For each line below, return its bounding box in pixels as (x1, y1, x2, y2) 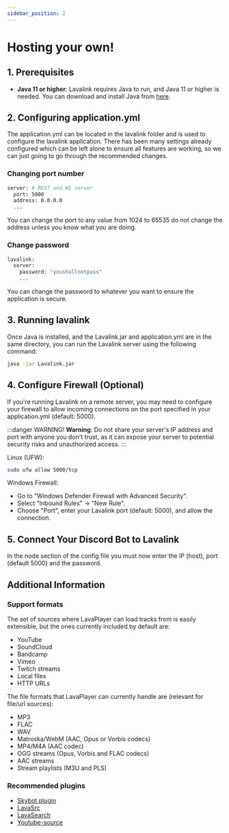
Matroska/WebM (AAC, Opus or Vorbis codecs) (16, 734, 151, 743)
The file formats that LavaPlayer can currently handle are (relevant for (7, 692, 204, 700)
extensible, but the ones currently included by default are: (7, 622, 170, 630)
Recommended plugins (7, 781, 86, 791)
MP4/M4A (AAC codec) (16, 742, 84, 750)
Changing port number (7, 169, 85, 179)
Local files (16, 671, 46, 680)
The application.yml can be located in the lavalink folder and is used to (7, 130, 206, 138)
